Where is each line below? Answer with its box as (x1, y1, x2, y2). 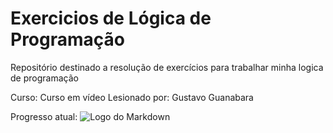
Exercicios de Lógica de (10, 7, 212, 30)
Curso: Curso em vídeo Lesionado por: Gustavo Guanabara (10, 91, 254, 103)
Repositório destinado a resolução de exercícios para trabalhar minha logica (10, 61, 324, 73)
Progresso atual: (10, 110, 78, 122)
